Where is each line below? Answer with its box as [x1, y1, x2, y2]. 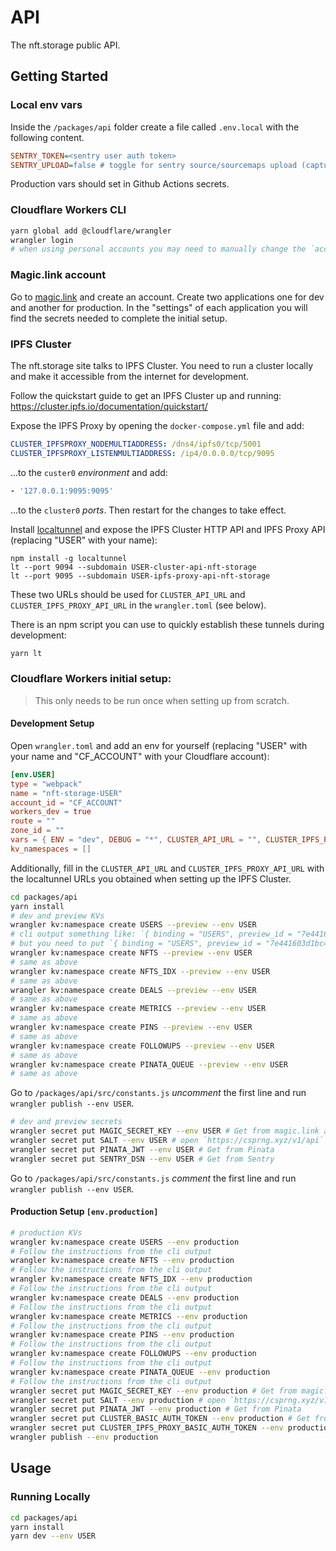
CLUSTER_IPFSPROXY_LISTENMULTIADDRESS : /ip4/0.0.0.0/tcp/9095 [10, 448, 275, 458]
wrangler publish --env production [10, 1432, 159, 1443]
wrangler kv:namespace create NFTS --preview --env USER [10, 948, 253, 958]
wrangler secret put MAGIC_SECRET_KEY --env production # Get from [10, 1386, 298, 1396]
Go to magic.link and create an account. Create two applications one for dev [10, 291, 325, 303]
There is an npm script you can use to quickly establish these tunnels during [10, 618, 325, 630]
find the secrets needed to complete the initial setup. [10, 312, 228, 324]
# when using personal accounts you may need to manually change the [10, 244, 307, 255]
